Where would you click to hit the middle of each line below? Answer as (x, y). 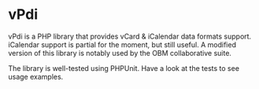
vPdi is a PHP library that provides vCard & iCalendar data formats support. (130, 36)
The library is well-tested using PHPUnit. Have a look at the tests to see (124, 68)
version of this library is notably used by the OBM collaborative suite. (120, 53)
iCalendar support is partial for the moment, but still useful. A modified (122, 44)
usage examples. (36, 76)
